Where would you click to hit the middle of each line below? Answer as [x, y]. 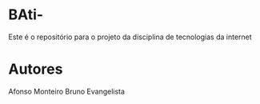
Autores [36, 69]
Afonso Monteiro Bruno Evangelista [67, 91]
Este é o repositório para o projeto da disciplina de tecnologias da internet [130, 37]
